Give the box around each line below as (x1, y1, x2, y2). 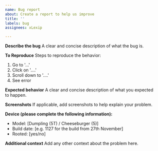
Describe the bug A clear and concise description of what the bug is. (5, 43, 144, 49)
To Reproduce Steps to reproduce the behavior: (5, 52, 101, 59)
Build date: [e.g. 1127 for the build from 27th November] (12, 126, 123, 132)
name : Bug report (5, 7, 40, 12)
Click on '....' (12, 67, 37, 73)
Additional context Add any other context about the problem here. (5, 140, 139, 147)
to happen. (5, 92, 27, 98)
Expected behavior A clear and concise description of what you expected (5, 87, 154, 93)
